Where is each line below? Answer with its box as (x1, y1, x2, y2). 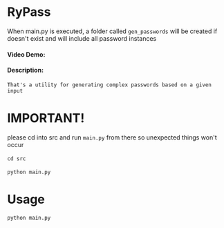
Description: (7, 66, 44, 75)
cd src (7, 155, 26, 162)
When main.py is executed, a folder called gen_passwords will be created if (7, 27, 218, 35)
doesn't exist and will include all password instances (7, 34, 157, 42)
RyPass (7, 4, 51, 20)
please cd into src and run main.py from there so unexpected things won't (7, 133, 218, 142)
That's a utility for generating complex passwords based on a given (7, 81, 212, 88)
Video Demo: (7, 50, 46, 59)
